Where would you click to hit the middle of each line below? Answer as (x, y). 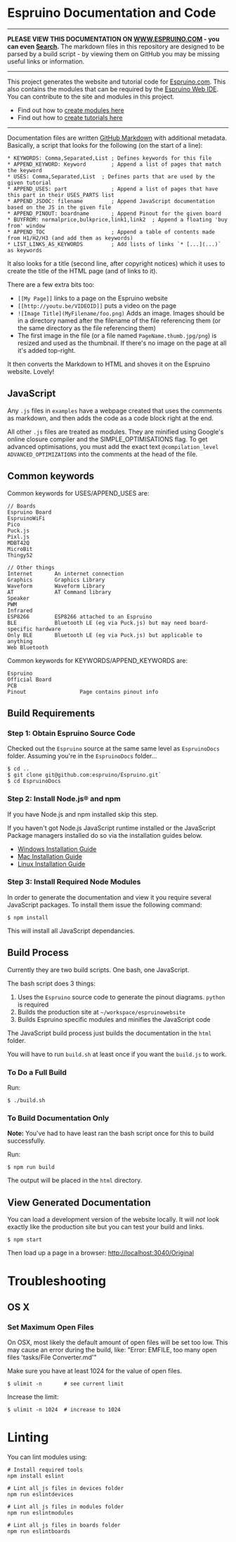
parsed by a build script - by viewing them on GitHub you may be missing (113, 53)
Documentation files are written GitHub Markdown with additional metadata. (117, 138)
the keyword (25, 170)
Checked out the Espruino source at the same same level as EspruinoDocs (113, 749)
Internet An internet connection (66, 574)
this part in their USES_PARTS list (61, 195)
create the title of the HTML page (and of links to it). (83, 271)
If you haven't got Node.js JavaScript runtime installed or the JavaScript (111, 828)
